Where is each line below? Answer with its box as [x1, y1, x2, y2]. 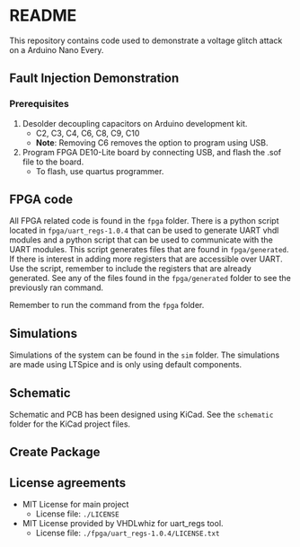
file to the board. [22, 156, 84, 167]
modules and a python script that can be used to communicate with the [9, 234, 274, 245]
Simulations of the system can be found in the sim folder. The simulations [9, 349, 280, 360]
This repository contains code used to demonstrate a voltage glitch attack [9, 35, 283, 46]
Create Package [9, 445, 101, 460]
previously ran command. [9, 282, 104, 293]
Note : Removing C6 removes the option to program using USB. [35, 137, 269, 148]
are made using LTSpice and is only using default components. [9, 359, 243, 370]
